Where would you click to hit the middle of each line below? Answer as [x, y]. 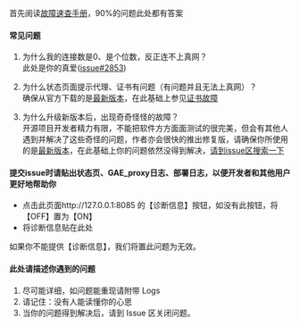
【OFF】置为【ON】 [59, 216]
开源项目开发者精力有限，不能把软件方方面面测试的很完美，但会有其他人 [155, 129]
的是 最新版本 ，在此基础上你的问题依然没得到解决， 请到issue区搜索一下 [153, 151]
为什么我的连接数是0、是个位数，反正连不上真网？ [115, 57]
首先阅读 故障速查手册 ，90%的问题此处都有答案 [96, 13]
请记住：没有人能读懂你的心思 [77, 301]
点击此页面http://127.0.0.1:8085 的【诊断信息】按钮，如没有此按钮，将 [150, 205]
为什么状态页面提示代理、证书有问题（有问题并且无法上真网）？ [139, 87]
